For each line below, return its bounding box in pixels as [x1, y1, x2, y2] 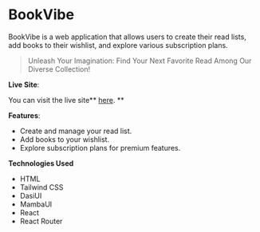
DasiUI [19, 191, 42, 200]
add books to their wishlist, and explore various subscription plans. [8, 40, 229, 49]
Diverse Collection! [27, 64, 91, 73]
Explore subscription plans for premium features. [19, 143, 181, 152]
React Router [19, 216, 63, 226]
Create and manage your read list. [19, 126, 132, 136]
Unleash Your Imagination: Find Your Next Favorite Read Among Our [27, 56, 252, 65]
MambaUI [19, 199, 53, 209]
